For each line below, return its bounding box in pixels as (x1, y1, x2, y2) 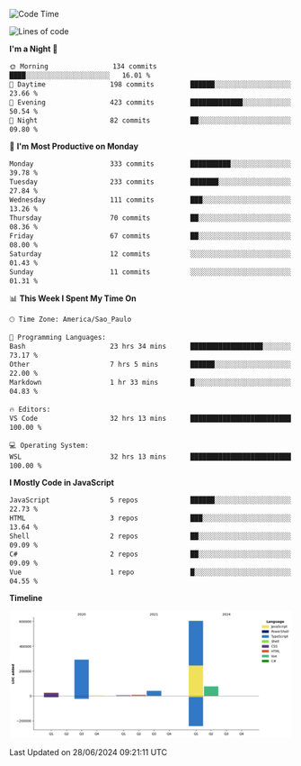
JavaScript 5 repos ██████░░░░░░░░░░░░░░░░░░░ (9, 496, 292, 505)
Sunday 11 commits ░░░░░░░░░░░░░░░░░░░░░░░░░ (9, 268, 292, 277)
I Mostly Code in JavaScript (9, 478, 115, 488)
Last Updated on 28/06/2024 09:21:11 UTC (9, 747, 168, 758)
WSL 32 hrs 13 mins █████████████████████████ (9, 452, 292, 461)
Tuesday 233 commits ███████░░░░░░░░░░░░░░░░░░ (9, 178, 292, 187)
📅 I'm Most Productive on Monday (9, 141, 139, 151)
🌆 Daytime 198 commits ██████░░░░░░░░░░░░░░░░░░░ (9, 80, 292, 89)
